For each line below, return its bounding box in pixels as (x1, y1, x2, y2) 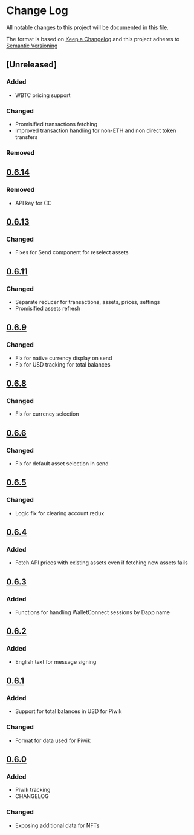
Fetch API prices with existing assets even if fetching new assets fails (15, 559, 189, 566)
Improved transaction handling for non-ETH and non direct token (15, 127, 176, 134)
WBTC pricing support (15, 92, 71, 99)
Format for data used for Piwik (15, 737, 91, 744)
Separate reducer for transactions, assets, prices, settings (15, 298, 160, 305)
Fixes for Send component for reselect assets (15, 249, 129, 256)
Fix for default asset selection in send (15, 459, 109, 467)
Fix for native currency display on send (15, 354, 112, 362)
